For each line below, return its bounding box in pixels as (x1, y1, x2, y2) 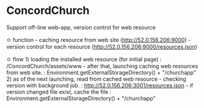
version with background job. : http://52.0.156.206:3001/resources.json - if (6, 81, 194, 89)
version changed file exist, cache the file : (6, 88, 112, 95)
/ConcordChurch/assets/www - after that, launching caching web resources (6, 62, 199, 70)
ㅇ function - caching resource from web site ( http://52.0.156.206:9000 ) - (6, 36, 191, 43)
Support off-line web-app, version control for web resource (6, 24, 156, 31)
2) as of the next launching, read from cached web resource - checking (6, 75, 186, 83)
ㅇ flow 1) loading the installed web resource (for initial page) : (6, 55, 162, 62)
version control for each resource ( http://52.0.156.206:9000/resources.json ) (6, 43, 197, 50)
